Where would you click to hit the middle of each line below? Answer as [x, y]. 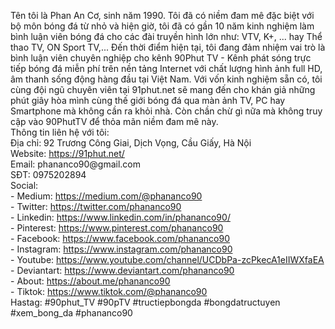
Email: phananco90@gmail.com [76, 164]
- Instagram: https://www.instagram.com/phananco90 [121, 249]
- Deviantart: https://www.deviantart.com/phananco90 [122, 270]
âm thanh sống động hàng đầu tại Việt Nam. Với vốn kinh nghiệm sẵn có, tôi [166, 79]
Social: [24, 185]
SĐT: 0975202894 [48, 174]
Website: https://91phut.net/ [67, 153]
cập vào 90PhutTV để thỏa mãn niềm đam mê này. [114, 121]
